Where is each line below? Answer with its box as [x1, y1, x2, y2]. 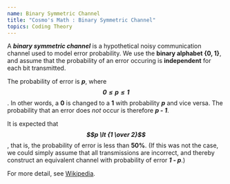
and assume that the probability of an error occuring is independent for [7, 57, 211, 65]
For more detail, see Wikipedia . [7, 169, 95, 178]
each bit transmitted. [7, 64, 66, 73]
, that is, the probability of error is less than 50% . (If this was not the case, [7, 141, 219, 149]
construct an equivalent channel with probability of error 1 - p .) [7, 156, 185, 165]
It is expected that [7, 120, 59, 128]
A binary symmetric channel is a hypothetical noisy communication [7, 42, 202, 50]
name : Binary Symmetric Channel [7, 10, 100, 17]
